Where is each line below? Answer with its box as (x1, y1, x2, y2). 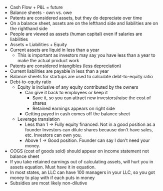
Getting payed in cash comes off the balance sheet (24, 111, 130, 117)
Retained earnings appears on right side (32, 105, 115, 111)
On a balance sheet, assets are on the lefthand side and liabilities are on (9, 20, 158, 26)
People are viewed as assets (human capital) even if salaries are (9, 31, 142, 37)
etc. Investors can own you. (24, 132, 82, 138)
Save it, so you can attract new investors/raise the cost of (32, 95, 151, 101)
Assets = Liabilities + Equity (9, 42, 67, 47)
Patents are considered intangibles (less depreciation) (9, 63, 121, 69)
